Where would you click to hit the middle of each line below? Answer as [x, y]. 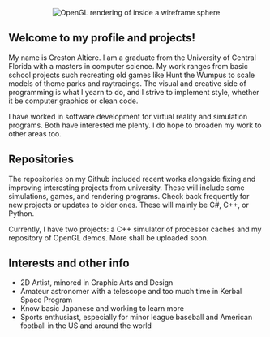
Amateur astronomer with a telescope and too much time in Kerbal [131, 292]
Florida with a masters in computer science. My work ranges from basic [129, 66]
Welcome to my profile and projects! [102, 38]
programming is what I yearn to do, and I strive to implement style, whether [134, 92]
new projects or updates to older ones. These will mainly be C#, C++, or [129, 205]
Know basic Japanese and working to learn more [102, 309]
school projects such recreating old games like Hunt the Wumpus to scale [132, 75]
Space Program [46, 300]
